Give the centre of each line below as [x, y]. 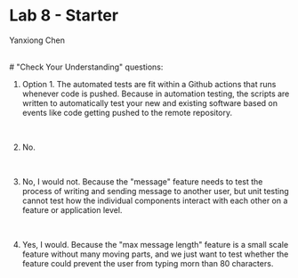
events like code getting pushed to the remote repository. [127, 112]
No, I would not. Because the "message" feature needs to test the [142, 181]
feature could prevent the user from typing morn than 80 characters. [148, 263]
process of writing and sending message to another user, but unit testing [155, 191]
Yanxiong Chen [37, 40]
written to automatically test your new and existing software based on [150, 102]
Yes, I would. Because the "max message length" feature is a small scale [155, 244]
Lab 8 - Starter [64, 16]
